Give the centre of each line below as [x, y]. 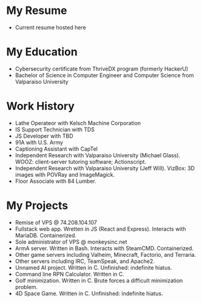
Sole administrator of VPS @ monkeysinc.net [71, 242]
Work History [40, 106]
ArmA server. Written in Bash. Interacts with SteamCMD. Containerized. [104, 248]
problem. [26, 287]
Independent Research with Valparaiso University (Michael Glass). [98, 155]
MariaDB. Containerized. [46, 235]
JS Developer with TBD [44, 136]
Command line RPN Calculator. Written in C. [69, 274]
